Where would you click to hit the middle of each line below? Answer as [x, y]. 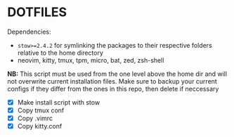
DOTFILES [37, 12]
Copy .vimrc [35, 118]
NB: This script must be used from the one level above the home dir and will [117, 74]
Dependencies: [29, 32]
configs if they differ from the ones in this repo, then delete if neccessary [113, 89]
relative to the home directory [60, 53]
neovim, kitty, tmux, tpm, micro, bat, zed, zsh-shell [91, 60]
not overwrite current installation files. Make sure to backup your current [112, 81]
